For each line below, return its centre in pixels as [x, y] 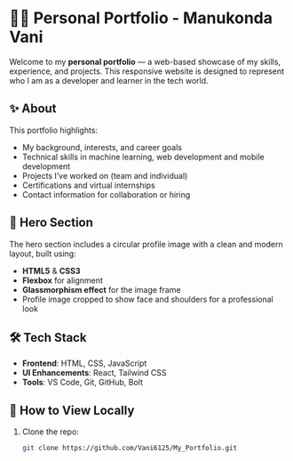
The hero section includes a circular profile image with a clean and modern [146, 244]
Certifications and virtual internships [88, 185]
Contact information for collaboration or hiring [106, 194]
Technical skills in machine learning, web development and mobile [143, 157]
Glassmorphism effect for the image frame [101, 289]
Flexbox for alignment [63, 280]
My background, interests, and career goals [102, 147]
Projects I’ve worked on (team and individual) [105, 175]
